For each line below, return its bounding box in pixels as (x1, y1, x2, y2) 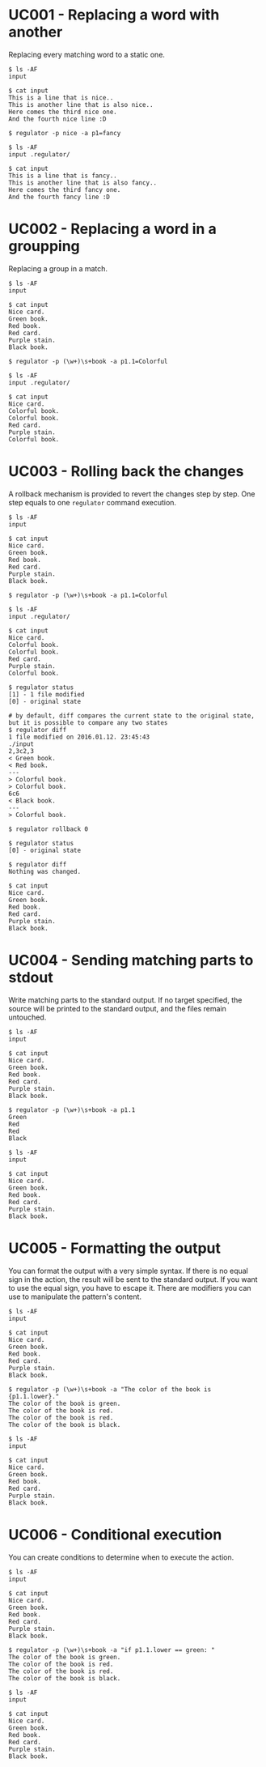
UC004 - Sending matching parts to (8, 952, 254, 969)
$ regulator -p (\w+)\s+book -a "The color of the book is (8, 1385, 212, 1394)
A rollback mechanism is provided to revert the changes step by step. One (8, 488, 255, 499)
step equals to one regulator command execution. (8, 497, 176, 507)
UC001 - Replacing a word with (8, 6, 220, 24)
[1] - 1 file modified (8, 690, 85, 698)
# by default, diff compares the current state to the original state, (8, 711, 255, 720)
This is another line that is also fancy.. (8, 178, 158, 187)
